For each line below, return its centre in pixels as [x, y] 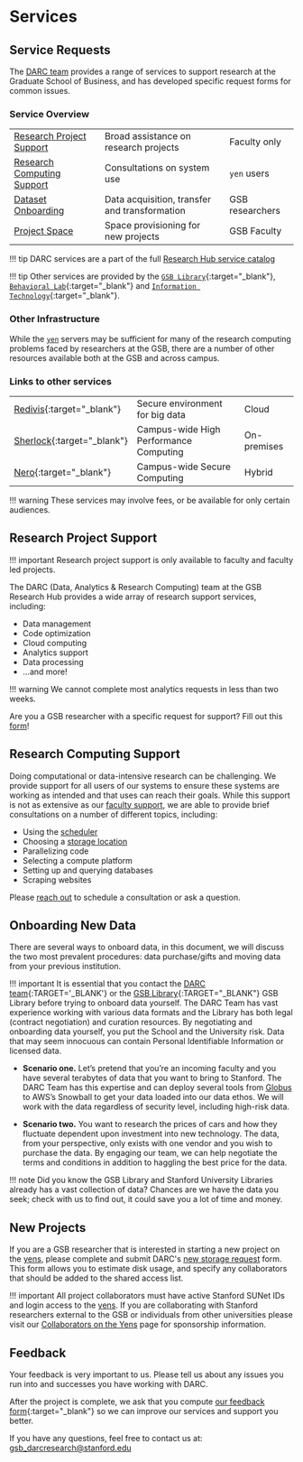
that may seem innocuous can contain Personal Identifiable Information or [147, 1041]
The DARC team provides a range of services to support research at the [143, 71]
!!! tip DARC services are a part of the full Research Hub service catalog [142, 259]
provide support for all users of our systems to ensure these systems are [144, 785]
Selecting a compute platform [78, 860]
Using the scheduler [60, 831]
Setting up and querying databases [87, 870]
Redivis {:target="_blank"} [68, 409]
